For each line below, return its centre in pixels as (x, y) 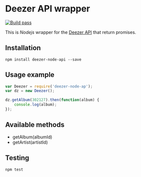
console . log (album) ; (35, 105)
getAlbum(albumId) (32, 137)
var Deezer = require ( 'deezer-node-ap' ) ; (49, 86)
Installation (23, 48)
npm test (14, 169)
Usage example (30, 75)
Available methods (35, 125)
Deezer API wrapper (48, 9)
